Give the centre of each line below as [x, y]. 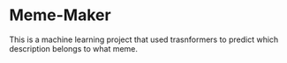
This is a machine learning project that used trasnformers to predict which [144, 39]
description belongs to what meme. [74, 48]
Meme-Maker [60, 15]
